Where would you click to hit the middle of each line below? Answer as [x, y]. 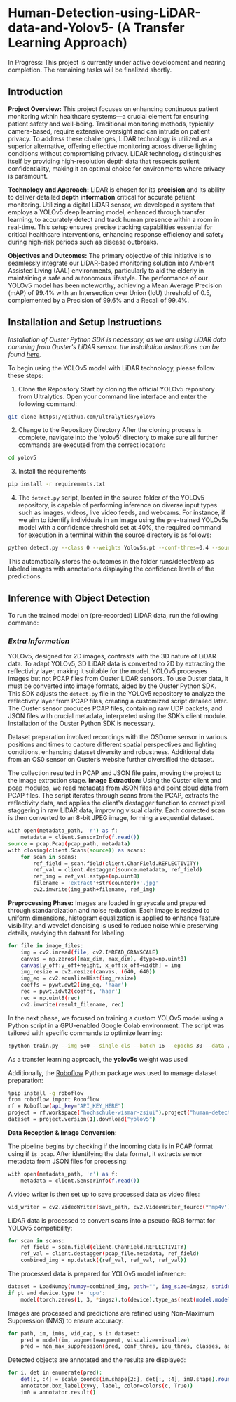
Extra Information [39, 641]
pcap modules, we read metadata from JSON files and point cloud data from [118, 788]
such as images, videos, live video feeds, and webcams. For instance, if [122, 513]
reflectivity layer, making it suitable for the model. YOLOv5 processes [108, 671]
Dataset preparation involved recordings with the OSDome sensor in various [118, 737]
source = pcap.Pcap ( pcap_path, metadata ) [69, 844]
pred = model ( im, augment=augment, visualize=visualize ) [105, 1340]
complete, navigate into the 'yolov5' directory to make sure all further [118, 438]
